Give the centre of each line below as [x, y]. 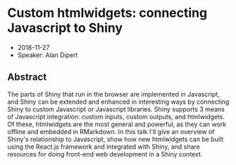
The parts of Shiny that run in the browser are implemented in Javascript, [113, 94]
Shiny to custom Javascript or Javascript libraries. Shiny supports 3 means [116, 109]
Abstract [27, 77]
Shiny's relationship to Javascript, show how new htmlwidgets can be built [116, 139]
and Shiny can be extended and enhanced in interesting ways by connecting [118, 102]
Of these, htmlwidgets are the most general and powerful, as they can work [117, 124]
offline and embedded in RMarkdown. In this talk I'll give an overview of [111, 131]
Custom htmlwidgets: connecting [107, 13]
